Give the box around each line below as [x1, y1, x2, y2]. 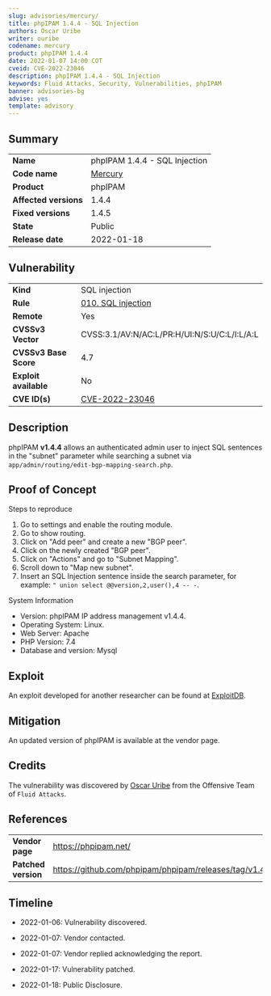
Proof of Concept [8, 483, 97, 496]
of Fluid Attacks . [8, 789, 67, 799]
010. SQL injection [80, 297, 152, 308]
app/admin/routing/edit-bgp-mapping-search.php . [8, 459, 173, 469]
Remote [12, 310, 43, 322]
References [8, 812, 68, 826]
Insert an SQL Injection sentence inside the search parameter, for [19, 572, 237, 581]
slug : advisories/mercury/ [8, 11, 99, 20]
